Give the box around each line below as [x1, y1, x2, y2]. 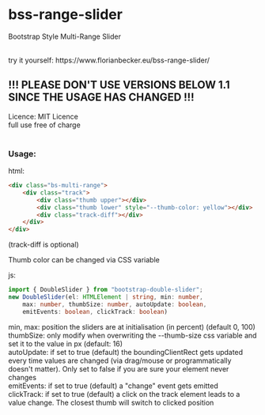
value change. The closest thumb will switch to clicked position [8, 398, 214, 407]
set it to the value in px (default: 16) [8, 338, 123, 349]
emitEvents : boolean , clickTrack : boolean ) [22, 307, 168, 315]
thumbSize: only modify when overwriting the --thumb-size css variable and [8, 330, 257, 340]
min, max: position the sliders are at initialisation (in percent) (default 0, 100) [8, 322, 256, 331]
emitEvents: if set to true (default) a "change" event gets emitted [8, 381, 219, 390]
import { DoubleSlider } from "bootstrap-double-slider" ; [8, 286, 203, 294]
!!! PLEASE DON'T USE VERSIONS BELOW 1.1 [8, 78, 231, 92]
